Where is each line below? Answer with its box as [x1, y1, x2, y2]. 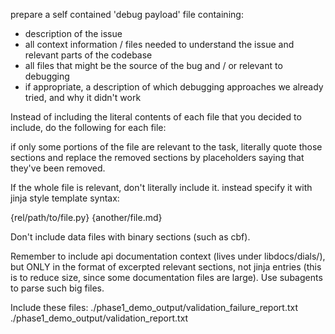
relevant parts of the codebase [24, 49, 153, 61]
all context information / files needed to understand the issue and [24, 39, 295, 50]
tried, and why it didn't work [24, 92, 142, 103]
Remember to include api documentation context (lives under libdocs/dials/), [10, 250, 326, 262]
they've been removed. [10, 162, 106, 174]
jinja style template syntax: [10, 192, 120, 204]
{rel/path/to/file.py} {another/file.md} [10, 212, 163, 223]
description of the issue [24, 28, 123, 39]
